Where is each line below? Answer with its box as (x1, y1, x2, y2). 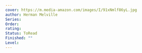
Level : (5, 40, 19, 45)
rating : (5, 26, 22, 31)
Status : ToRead (5, 31, 38, 36)
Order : (5, 21, 19, 27)
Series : (5, 17, 22, 22)
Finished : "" (5, 36, 33, 41)
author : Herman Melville (5, 12, 58, 17)
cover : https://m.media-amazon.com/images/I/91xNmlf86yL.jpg (5, 7, 137, 13)
